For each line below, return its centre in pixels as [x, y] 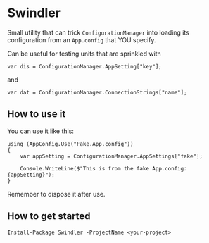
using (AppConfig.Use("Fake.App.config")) [70, 144]
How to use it [37, 114]
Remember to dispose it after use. [56, 194]
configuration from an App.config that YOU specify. [82, 39]
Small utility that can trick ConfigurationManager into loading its [99, 32]
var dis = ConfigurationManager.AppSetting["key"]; [84, 66]
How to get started [49, 216]
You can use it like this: [40, 131]
